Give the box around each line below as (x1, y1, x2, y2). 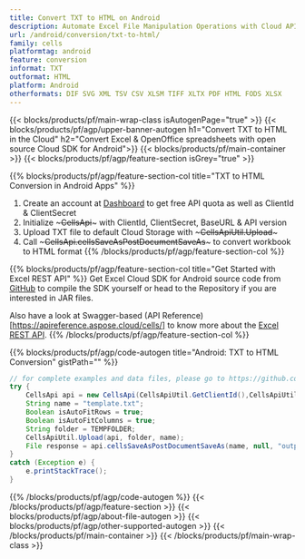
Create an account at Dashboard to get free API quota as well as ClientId (22, 197, 295, 209)
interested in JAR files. (9, 292, 93, 303)
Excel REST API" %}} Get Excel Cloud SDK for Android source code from (9, 273, 281, 284)
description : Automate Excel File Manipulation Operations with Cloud (9, 22, 282, 31)
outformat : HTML (9, 73, 71, 82)
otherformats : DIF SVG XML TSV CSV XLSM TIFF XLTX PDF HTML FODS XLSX (9, 89, 282, 98)
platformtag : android (9, 47, 92, 56)
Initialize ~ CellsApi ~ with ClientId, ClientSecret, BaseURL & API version (22, 217, 288, 228)
